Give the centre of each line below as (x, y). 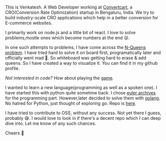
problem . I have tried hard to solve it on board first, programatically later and (83, 52)
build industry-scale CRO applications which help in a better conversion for (82, 18)
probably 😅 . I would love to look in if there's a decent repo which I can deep (83, 118)
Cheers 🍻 (15, 133)
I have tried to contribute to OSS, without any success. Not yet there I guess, (83, 113)
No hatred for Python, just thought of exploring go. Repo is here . (71, 103)
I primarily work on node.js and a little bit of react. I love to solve (71, 32)
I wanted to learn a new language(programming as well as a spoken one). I (81, 88)
